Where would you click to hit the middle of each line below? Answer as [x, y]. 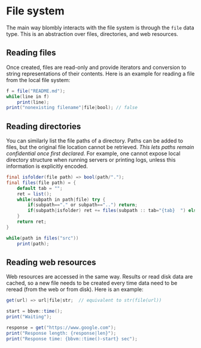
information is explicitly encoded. [47, 167]
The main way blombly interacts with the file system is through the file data [100, 28]
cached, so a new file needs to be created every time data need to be [92, 283]
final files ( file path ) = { [41, 183]
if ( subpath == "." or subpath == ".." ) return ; [83, 205]
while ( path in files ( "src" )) [42, 238]
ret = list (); [34, 194]
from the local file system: [38, 80]
